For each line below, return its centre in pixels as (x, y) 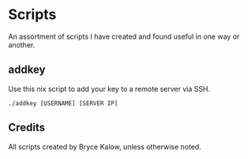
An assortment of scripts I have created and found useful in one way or (124, 36)
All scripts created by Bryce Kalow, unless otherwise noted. (105, 146)
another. (22, 44)
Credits (27, 128)
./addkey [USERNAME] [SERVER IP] (63, 103)
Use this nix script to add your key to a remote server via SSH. (109, 89)
